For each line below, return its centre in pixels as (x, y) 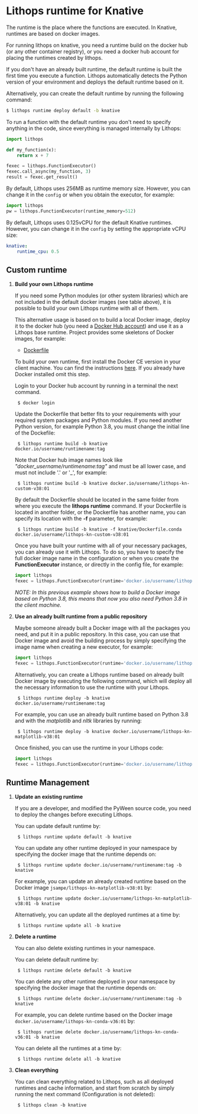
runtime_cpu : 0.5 (38, 251)
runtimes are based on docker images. (53, 33)
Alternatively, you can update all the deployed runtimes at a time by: (97, 915)
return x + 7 (33, 155)
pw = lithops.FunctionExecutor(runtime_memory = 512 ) (71, 211)
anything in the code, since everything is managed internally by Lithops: (94, 128)
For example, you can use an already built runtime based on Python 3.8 (101, 714)
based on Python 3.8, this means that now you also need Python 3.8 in (101, 599)
